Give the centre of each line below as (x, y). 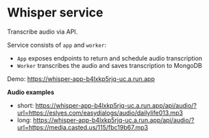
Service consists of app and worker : (57, 45)
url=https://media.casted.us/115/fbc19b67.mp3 (83, 127)
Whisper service (55, 13)
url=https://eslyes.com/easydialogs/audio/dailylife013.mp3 (100, 113)
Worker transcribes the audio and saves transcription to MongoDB (109, 65)
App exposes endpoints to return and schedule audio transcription (110, 58)
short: (25, 105)
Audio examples (31, 92)
